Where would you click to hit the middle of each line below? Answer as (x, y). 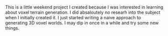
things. (12, 28)
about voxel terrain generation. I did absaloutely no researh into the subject (83, 12)
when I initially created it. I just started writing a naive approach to (73, 18)
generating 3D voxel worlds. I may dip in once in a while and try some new (82, 23)
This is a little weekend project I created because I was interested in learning (84, 7)
